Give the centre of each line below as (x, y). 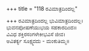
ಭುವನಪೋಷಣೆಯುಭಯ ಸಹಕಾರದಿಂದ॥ (42, 27)
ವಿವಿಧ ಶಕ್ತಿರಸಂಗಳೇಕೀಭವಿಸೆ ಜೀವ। (36, 34)
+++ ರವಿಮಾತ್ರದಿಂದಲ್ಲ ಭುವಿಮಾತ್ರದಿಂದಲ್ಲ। (45, 21)
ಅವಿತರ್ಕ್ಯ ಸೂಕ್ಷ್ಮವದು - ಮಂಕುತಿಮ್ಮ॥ (38, 41)
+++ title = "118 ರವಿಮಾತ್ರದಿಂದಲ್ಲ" (42, 9)
